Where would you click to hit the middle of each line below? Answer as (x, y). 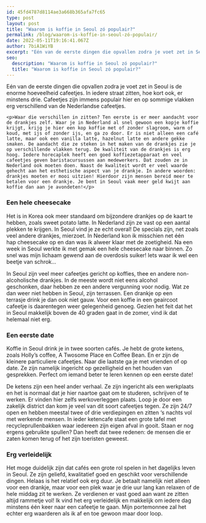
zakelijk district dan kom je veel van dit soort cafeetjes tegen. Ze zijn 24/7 (99, 406)
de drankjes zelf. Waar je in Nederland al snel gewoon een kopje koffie (103, 123)
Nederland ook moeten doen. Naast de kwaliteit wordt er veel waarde (97, 166)
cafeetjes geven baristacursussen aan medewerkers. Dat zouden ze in (97, 160)
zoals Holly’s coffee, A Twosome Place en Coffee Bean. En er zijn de (93, 355)
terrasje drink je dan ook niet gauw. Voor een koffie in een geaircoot (92, 300)
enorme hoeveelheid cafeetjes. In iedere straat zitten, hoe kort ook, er (94, 93)
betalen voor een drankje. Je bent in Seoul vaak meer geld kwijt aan (98, 182)
